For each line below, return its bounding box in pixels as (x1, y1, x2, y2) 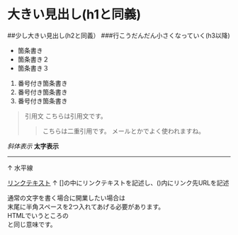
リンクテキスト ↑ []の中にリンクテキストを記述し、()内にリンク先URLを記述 (7, 178, 229, 187)
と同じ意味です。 (7, 220, 57, 229)
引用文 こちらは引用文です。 (24, 111, 108, 120)
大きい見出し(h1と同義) (7, 6, 142, 23)
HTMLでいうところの (7, 211, 69, 219)
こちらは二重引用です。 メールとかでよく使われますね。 (42, 127, 205, 135)
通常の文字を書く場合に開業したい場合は (7, 193, 125, 202)
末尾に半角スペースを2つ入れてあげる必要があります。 (7, 202, 165, 211)
